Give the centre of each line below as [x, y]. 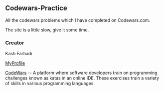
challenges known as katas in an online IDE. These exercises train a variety [82, 78]
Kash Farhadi [19, 54]
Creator [15, 43]
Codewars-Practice [36, 8]
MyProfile [15, 63]
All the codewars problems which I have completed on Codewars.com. [78, 20]
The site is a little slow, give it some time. [47, 30]
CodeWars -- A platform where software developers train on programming [82, 73]
